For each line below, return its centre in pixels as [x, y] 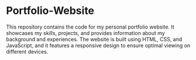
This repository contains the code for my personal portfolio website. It [90, 27]
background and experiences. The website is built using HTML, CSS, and [94, 39]
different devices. [27, 51]
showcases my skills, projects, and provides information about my [85, 33]
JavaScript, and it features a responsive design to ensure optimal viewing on [98, 45]
